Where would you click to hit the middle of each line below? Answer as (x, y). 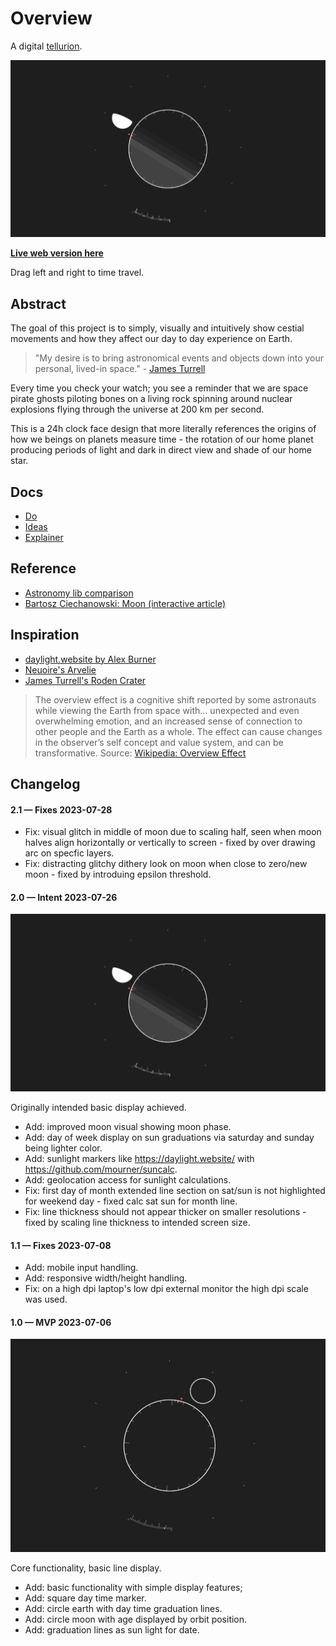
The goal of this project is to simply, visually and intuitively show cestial (157, 328)
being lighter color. (63, 1148)
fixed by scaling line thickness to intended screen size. (137, 1222)
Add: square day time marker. (85, 1598)
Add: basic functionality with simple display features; (133, 1588)
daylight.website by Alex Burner (90, 659)
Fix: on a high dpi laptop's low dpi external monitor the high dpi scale (166, 1289)
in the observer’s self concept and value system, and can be (159, 742)
